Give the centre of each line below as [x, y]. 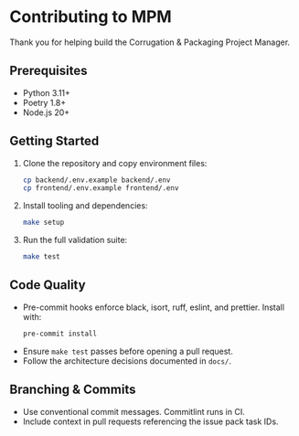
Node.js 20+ [46, 112]
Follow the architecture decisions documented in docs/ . [127, 361]
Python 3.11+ [47, 92]
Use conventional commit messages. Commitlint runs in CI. [133, 411]
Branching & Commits [73, 390]
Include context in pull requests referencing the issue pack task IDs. [150, 421]
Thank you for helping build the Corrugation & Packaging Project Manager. [150, 42]
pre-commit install [60, 334]
